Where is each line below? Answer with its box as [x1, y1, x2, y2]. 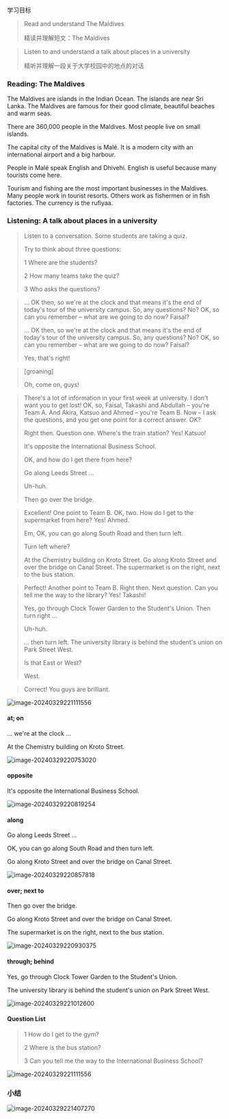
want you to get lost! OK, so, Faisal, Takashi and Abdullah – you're [23, 400, 210, 409]
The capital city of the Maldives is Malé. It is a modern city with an [7, 143, 193, 152]
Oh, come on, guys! [23, 380, 80, 389]
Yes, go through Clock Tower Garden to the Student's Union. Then [23, 604, 211, 612]
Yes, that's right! [23, 354, 70, 362]
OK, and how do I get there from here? [23, 455, 132, 464]
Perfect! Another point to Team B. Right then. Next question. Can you [23, 583, 219, 592]
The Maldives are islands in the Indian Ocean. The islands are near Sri [7, 95, 204, 103]
